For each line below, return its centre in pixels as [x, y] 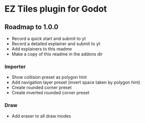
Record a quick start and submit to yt [49, 38]
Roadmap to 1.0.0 [32, 27]
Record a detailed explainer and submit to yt [56, 44]
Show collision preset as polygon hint [49, 77]
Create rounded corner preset [42, 88]
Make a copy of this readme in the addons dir [57, 54]
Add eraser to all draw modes [41, 116]
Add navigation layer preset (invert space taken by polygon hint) [76, 82]
